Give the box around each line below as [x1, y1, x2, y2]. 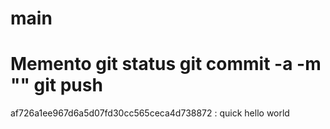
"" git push [10, 74, 103, 97]
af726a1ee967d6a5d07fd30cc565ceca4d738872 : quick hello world [10, 107, 290, 119]
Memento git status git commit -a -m [10, 53, 322, 76]
